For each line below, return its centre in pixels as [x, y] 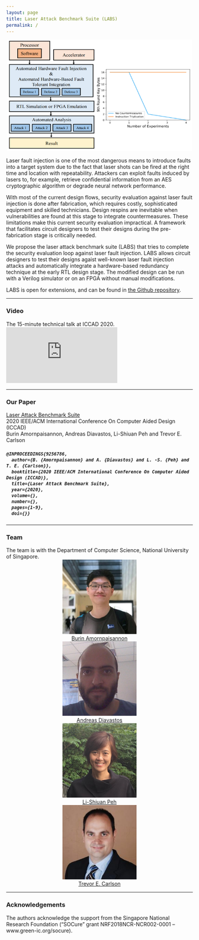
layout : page [22, 12]
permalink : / [22, 25]
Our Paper [21, 402]
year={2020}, [28, 490]
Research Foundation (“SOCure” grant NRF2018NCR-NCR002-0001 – [91, 924]
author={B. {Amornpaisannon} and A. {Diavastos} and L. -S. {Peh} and [100, 460]
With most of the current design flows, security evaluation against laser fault [99, 198]
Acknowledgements [36, 905]
